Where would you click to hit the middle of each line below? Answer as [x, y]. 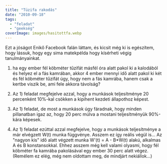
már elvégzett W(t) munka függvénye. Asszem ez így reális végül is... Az [87, 135]
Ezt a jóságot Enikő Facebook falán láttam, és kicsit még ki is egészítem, [80, 48]
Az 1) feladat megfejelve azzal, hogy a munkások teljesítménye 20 [80, 94]
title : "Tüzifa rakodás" [31, 10]
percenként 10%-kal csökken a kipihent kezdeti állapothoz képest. [81, 99]
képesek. [32, 119]
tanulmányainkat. [23, 58]
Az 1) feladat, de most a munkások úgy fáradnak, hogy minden [77, 109]
